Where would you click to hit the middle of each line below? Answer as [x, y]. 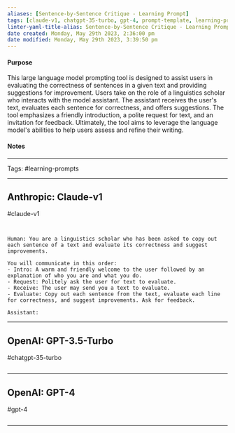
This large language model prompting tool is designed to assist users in [110, 78]
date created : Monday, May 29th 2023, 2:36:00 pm [81, 33]
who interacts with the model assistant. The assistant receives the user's [112, 100]
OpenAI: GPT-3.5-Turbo [60, 341]
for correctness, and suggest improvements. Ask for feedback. [101, 300]
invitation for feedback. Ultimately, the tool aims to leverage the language [113, 123]
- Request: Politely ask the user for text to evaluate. [92, 282]
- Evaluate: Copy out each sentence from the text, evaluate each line [114, 294]
